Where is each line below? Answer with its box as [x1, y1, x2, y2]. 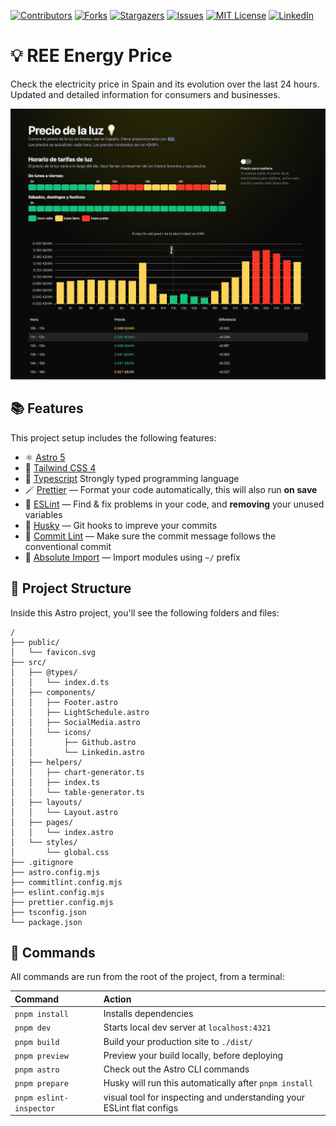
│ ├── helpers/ [10, 757, 83, 767]
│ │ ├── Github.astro [10, 737, 137, 747]
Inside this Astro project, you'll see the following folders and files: [10, 606, 280, 619]
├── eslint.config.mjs [10, 887, 105, 897]
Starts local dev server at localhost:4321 [103, 1021, 272, 1034]
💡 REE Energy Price [10, 45, 173, 67]
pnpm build [14, 1037, 60, 1047]
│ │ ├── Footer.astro [10, 697, 118, 707]
